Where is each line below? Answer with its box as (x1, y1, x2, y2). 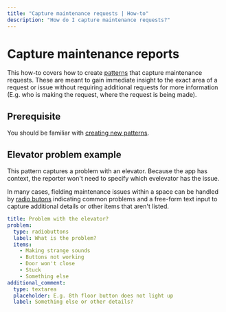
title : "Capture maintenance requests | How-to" (7, 10, 149, 17)
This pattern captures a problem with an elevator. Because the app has (7, 167, 208, 175)
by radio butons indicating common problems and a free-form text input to (7, 195, 218, 203)
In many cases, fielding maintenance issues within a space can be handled (7, 188, 218, 196)
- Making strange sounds (19, 247, 91, 254)
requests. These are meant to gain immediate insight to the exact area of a (7, 76, 218, 85)
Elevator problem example (7, 148, 122, 160)
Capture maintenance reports (7, 46, 180, 62)
